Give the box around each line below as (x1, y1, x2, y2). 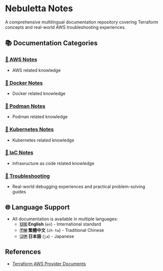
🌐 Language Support (5, 203, 70, 211)
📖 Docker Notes (5, 79, 43, 86)
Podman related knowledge (12, 114, 68, 120)
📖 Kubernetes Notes (5, 126, 54, 133)
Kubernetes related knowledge (12, 137, 74, 143)
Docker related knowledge (12, 90, 66, 96)
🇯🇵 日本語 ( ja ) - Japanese (19, 233, 74, 239)
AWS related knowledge (12, 67, 61, 73)
